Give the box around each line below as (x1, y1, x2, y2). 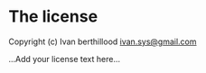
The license (8, 6, 98, 27)
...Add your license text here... (8, 53, 121, 64)
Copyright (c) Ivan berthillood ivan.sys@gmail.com (8, 36, 197, 47)
